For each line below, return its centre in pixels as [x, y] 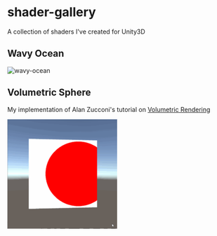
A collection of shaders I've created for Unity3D [76, 32]
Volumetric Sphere [49, 93]
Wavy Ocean [36, 54]
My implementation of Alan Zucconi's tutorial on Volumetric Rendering [109, 109]
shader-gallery [52, 12]
